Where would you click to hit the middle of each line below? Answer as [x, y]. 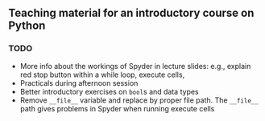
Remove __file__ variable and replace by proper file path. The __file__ [139, 100]
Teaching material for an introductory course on [131, 13]
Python [27, 26]
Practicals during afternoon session [79, 83]
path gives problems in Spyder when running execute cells [117, 108]
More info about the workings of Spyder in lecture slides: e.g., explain [135, 66]
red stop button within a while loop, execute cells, [102, 75]
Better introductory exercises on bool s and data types [109, 91]
